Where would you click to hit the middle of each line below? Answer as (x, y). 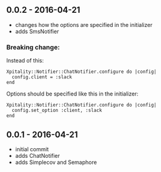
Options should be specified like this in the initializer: (72, 94)
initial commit (32, 149)
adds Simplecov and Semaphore (56, 162)
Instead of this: (25, 61)
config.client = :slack (42, 77)
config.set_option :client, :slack (57, 110)
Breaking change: (33, 47)
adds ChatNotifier (37, 155)
